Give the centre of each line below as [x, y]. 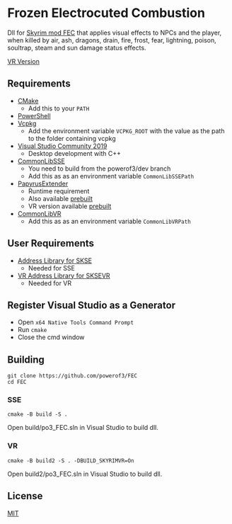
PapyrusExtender [43, 183]
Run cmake [32, 330]
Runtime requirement [59, 191]
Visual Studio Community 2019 [62, 146]
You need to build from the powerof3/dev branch [99, 169]
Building [26, 359]
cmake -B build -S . [38, 415]
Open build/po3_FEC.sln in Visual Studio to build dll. [83, 428]
